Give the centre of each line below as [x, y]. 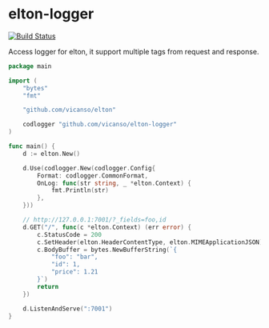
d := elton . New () [52, 154]
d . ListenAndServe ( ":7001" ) [68, 309]
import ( [23, 81]
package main [30, 66]
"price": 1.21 [74, 272]
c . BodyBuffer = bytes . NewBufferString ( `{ [107, 250]
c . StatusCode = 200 [70, 234]
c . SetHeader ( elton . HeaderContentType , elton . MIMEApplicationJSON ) [150, 242]
